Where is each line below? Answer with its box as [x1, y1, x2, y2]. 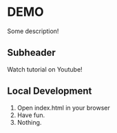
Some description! [7, 27, 59, 35]
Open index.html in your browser [17, 103, 110, 112]
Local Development [7, 85, 92, 97]
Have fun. [17, 111, 45, 119]
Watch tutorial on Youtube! [7, 65, 83, 73]
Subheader [7, 47, 56, 59]
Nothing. [17, 118, 42, 126]
